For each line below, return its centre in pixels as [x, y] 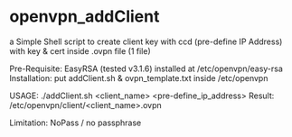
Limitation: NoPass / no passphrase [75, 123]
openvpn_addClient [85, 17]
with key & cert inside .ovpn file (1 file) [80, 50]
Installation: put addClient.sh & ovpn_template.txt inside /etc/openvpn [139, 78]
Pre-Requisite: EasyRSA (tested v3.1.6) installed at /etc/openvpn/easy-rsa [146, 68]
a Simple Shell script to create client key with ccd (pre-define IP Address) [146, 41]
